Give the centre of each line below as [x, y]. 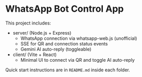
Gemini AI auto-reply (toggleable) [56, 49]
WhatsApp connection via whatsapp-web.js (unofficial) [79, 38]
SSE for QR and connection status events [64, 43]
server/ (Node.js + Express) [42, 33]
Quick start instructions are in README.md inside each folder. [68, 70]
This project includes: [28, 23]
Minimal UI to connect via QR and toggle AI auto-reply [77, 60]
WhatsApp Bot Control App [65, 9]
